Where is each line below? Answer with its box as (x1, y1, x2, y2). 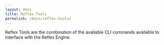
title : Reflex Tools (5, 12, 48, 16)
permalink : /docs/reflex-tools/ (5, 16, 71, 21)
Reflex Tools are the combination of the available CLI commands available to (5, 30, 160, 35)
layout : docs (5, 7, 32, 12)
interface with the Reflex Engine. (5, 34, 71, 40)
